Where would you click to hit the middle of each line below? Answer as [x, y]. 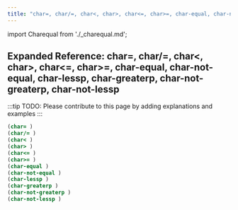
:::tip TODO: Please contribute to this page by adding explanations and [110, 106]
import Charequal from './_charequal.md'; [67, 34]
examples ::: [25, 114]
